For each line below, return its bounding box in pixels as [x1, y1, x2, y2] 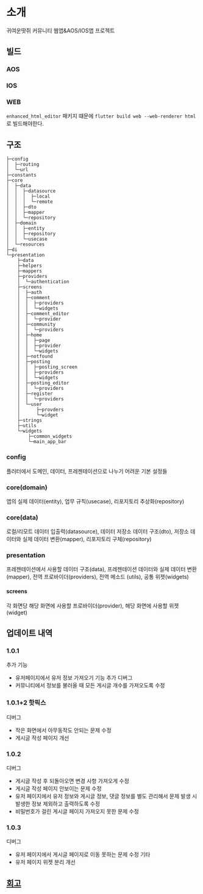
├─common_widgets [28, 433, 72, 439]
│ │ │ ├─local [6, 193, 51, 200]
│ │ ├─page [17, 338, 51, 344]
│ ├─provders [17, 406, 64, 413]
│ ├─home [17, 332, 43, 338]
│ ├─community [17, 321, 56, 328]
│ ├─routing [6, 161, 40, 168]
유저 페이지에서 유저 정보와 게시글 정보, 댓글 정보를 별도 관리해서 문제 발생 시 [15, 792, 198, 800]
